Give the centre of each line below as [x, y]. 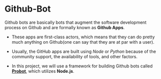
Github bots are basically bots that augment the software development [76, 22]
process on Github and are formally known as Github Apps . [65, 27]
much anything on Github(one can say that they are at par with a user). [83, 42]
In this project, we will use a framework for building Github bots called [82, 66]
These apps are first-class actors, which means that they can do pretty [83, 37]
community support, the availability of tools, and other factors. [75, 56]
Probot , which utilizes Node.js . [43, 71]
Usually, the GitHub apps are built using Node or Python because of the [84, 51]
